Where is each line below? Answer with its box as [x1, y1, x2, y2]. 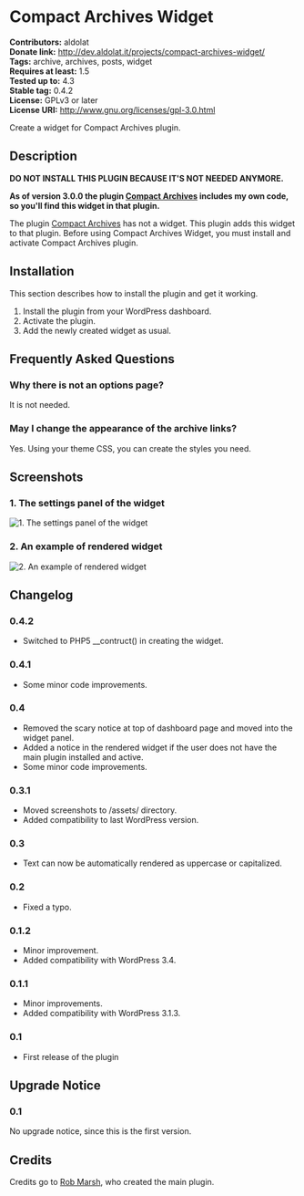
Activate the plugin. [22, 315, 96, 326]
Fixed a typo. [22, 901, 72, 912]
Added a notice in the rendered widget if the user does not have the [22, 742, 278, 753]
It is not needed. [9, 400, 71, 411]
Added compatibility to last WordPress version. [22, 815, 199, 826]
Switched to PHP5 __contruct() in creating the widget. [22, 636, 224, 647]
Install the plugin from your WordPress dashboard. [22, 306, 212, 317]
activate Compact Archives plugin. [9, 237, 138, 248]
